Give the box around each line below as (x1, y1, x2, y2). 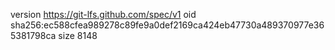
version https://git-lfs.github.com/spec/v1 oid (10, 9, 197, 20)
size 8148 (58, 30, 98, 41)
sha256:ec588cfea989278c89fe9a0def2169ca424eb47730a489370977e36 (10, 19, 325, 31)
